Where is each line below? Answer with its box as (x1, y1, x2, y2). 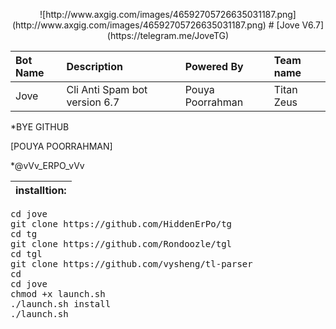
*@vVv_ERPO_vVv (10, 160, 85, 171)
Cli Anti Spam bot (66, 83, 148, 96)
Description (66, 60, 123, 73)
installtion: (15, 184, 67, 197)
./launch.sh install (10, 299, 112, 309)
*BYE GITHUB (10, 121, 70, 133)
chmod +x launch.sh (10, 289, 106, 299)
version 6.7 (66, 95, 120, 109)
